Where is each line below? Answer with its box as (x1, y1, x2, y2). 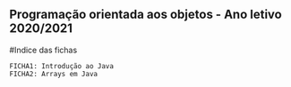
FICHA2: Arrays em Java (9, 69, 98, 78)
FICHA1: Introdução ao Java (9, 61, 115, 70)
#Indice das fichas (9, 44, 78, 55)
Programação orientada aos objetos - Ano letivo (9, 7, 282, 22)
